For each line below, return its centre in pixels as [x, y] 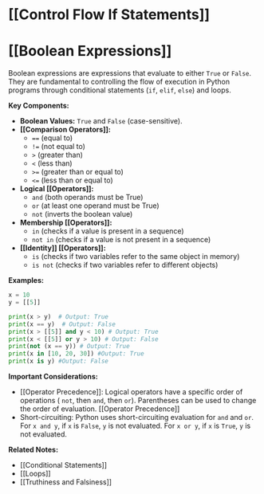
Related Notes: [33, 449]
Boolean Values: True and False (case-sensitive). [101, 121]
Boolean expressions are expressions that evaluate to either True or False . [130, 73]
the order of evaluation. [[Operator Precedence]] [100, 409]
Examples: [26, 280]
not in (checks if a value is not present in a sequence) [121, 240]
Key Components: [39, 106]
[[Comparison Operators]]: [65, 130]
